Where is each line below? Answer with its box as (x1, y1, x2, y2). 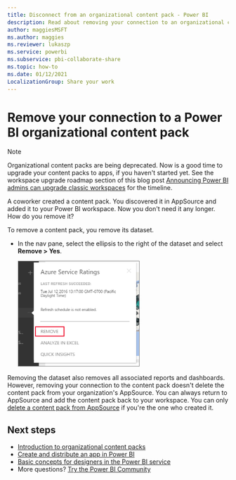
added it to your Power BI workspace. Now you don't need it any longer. (7, 205, 216, 213)
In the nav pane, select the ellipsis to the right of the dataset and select (17, 239, 223, 248)
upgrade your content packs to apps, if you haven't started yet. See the (7, 169, 214, 177)
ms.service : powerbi (7, 49, 68, 56)
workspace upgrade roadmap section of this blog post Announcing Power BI (7, 176, 229, 184)
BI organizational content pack (7, 124, 190, 140)
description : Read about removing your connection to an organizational (7, 18, 225, 26)
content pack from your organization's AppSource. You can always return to (7, 389, 228, 397)
